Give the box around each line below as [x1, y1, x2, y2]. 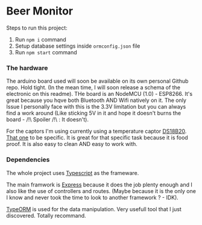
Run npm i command [14, 36, 66, 43]
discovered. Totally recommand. [6, 212, 86, 219]
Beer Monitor [6, 4, 74, 18]
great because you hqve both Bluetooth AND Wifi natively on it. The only [6, 97, 187, 104]
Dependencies [6, 156, 50, 164]
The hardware [6, 63, 48, 72]
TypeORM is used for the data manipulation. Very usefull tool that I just [6, 205, 182, 212]
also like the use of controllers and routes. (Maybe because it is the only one [6, 187, 196, 194]
